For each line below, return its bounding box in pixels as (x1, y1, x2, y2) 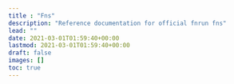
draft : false (8, 49, 52, 57)
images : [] (8, 57, 45, 65)
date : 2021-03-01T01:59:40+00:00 (8, 34, 120, 42)
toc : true (8, 64, 42, 72)
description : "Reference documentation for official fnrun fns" (8, 19, 227, 27)
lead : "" (8, 26, 38, 34)
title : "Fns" (8, 11, 56, 20)
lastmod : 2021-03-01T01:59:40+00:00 (8, 42, 130, 50)
